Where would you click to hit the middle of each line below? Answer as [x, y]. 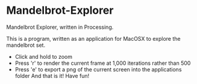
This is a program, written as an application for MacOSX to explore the [93, 38]
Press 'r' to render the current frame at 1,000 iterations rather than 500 [103, 63]
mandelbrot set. [26, 45]
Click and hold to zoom [43, 56]
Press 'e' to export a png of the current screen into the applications [98, 69]
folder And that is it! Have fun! [52, 76]
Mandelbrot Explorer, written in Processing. [60, 27]
